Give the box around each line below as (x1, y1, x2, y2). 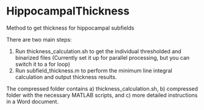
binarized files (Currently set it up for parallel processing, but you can (15, 54, 190, 61)
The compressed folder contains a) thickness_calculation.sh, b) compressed (6, 85, 199, 92)
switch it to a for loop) (15, 60, 71, 68)
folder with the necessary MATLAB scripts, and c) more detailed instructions (6, 91, 198, 99)
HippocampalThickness (6, 4, 130, 18)
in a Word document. (6, 98, 59, 105)
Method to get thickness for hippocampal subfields (6, 24, 135, 31)
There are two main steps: (6, 36, 72, 43)
